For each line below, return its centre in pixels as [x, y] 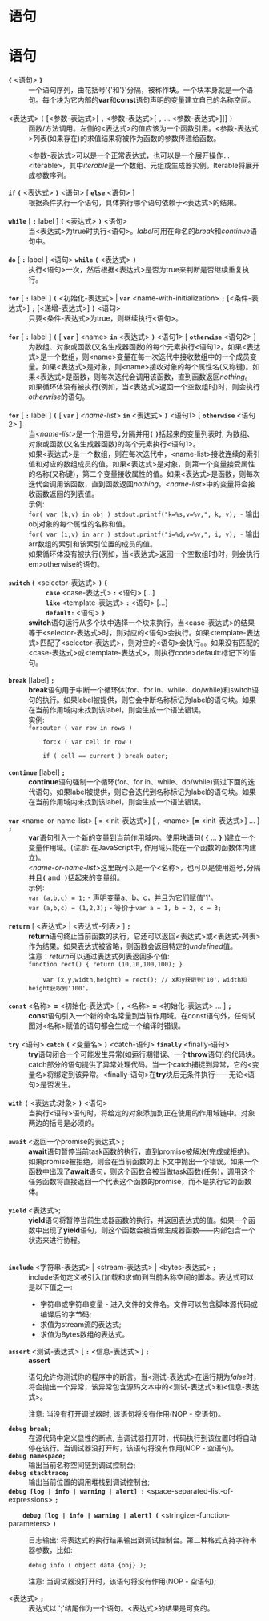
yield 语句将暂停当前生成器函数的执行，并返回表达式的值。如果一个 [139, 1220]
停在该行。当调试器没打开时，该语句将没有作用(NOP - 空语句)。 [133, 1448]
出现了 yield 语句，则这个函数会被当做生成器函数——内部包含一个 [149, 1230]
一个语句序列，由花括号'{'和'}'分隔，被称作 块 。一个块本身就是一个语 [141, 90]
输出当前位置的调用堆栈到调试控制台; [89, 1482]
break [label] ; [31, 680]
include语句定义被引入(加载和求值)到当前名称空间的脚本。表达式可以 [141, 1277]
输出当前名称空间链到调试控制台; [82, 1465]
